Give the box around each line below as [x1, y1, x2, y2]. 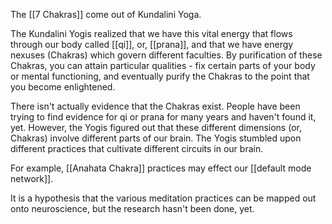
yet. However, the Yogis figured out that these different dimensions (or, [10, 122, 302, 133]
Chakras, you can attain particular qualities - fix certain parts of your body [10, 60, 316, 71]
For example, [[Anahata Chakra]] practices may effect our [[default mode [10, 162, 312, 174]
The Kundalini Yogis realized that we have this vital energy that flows [10, 28, 293, 39]
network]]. [10, 173, 54, 184]
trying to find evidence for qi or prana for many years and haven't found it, [10, 111, 317, 123]
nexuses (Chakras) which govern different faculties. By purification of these [10, 49, 323, 61]
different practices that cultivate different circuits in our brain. [10, 143, 264, 154]
